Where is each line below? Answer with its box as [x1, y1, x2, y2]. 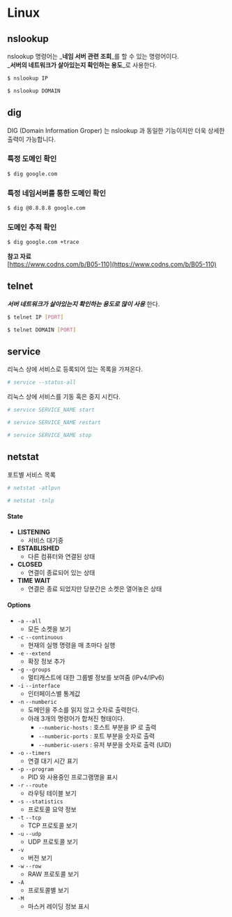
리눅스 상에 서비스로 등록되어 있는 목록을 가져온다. [7, 365, 144, 373]
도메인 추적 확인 [7, 222, 57, 232]
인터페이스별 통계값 [27, 689, 81, 698]
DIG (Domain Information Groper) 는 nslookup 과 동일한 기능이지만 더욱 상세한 [7, 126, 225, 134]
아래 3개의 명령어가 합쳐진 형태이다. [27, 714, 125, 723]
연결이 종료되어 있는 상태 [27, 568, 95, 577]
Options [7, 601, 31, 609]
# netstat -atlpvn [7, 484, 61, 491]
